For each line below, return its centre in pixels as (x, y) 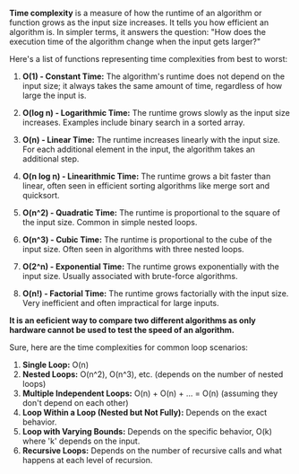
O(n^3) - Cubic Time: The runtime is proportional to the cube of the (147, 240)
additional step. (51, 159)
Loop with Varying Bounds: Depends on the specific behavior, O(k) (147, 431)
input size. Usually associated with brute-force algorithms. (130, 276)
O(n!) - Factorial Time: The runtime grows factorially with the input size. (155, 294)
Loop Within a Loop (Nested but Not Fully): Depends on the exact (145, 413)
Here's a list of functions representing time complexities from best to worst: (149, 59)
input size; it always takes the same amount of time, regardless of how (152, 86)
